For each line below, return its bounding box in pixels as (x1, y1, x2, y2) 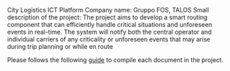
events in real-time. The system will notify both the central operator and (7, 28, 212, 36)
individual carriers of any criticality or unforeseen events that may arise (7, 35, 211, 43)
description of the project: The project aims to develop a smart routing (7, 13, 208, 21)
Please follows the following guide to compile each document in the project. (7, 56, 224, 64)
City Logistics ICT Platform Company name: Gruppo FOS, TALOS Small (7, 6, 209, 14)
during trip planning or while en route (7, 43, 113, 50)
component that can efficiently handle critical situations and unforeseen (7, 21, 213, 28)
